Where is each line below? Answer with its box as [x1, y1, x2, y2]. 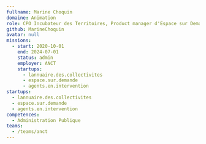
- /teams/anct [12, 129, 48, 135]
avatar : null [6, 32, 40, 38]
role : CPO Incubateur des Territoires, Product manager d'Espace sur [6, 20, 188, 26]
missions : [6, 37, 32, 44]
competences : [6, 112, 40, 118]
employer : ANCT [17, 60, 56, 66]
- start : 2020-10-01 [12, 44, 64, 50]
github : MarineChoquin [6, 26, 64, 32]
